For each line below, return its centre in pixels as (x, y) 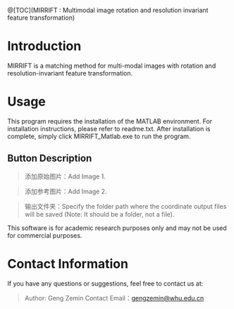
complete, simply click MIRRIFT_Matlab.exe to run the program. (99, 136)
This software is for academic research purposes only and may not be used (117, 228)
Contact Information (68, 263)
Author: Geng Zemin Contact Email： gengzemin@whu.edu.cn (114, 298)
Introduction (44, 46)
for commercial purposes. (45, 235)
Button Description (50, 158)
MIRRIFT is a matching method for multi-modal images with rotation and (112, 66)
